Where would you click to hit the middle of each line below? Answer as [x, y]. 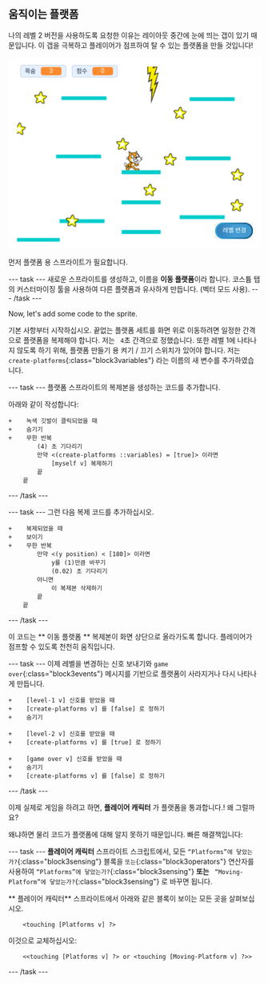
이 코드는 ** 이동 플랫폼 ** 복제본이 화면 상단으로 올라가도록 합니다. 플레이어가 [130, 637]
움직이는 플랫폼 [44, 14]
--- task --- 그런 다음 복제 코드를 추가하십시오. [81, 512]
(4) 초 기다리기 [60, 447]
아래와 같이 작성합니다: [44, 405]
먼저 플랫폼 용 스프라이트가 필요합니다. [68, 262]
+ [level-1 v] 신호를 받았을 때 [62, 701]
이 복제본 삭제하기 [76, 588]
